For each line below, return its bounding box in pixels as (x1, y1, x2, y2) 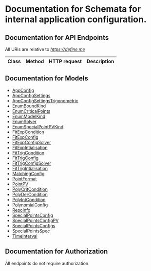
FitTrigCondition (12, 149, 45, 155)
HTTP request (48, 58, 82, 65)
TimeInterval (12, 233, 38, 239)
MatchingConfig (12, 171, 45, 176)
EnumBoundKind (12, 103, 46, 109)
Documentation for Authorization (5, 247, 108, 256)
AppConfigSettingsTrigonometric (12, 98, 79, 103)
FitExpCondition (12, 129, 45, 135)
